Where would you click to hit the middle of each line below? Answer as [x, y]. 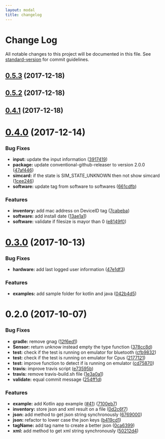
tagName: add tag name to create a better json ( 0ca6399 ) [74, 425]
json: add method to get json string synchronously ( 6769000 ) [77, 414]
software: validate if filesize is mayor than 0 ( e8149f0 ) [70, 222]
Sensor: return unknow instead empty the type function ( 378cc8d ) [82, 347]
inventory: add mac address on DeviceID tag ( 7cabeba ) [71, 211]
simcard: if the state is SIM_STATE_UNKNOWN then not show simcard [86, 176]
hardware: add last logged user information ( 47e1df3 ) [69, 269]
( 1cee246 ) [23, 181]
